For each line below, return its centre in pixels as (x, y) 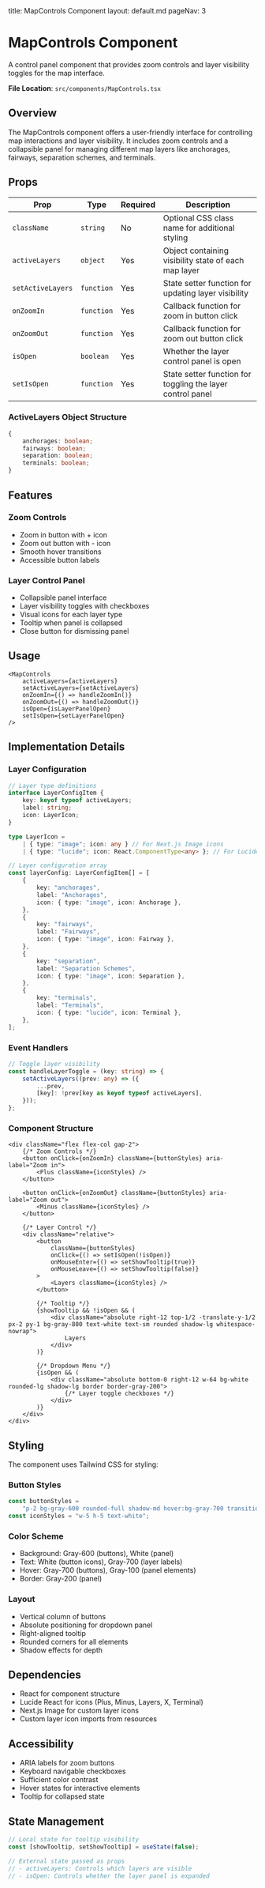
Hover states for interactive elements (80, 1788)
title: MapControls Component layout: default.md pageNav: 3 (107, 11)
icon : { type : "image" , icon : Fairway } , (106, 939)
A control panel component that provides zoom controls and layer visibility (129, 64)
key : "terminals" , (67, 998)
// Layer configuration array (58, 866)
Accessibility (41, 1744)
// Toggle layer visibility (54, 1064)
